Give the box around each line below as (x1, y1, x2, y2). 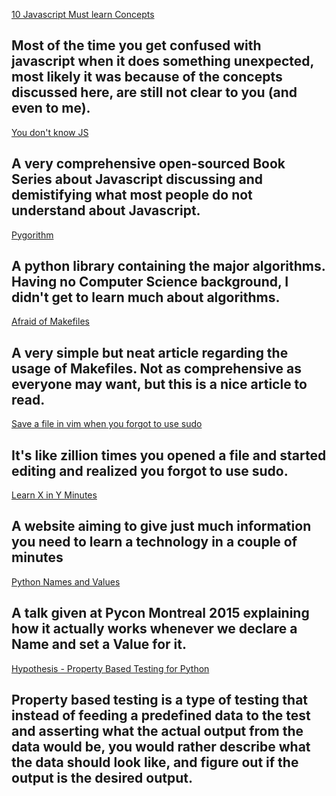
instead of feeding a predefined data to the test (11, 707, 311, 724)
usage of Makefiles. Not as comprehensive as (11, 360, 302, 377)
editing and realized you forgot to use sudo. (11, 462, 289, 479)
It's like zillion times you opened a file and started (11, 447, 327, 464)
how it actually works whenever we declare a (11, 620, 298, 638)
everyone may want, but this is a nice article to (11, 375, 308, 393)
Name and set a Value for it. (11, 636, 188, 653)
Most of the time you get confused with (11, 37, 262, 54)
